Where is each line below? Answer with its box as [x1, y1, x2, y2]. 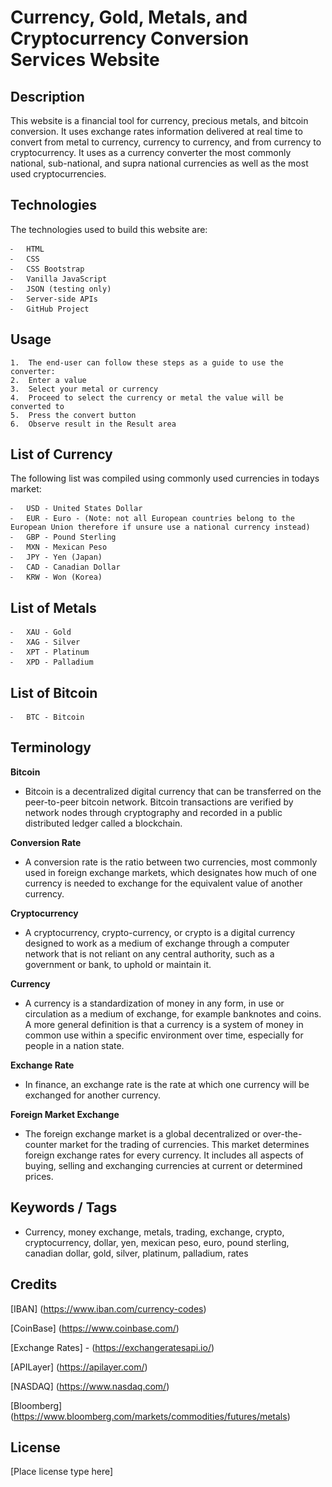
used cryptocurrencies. [10, 168, 107, 180]
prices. [24, 1170, 54, 1182]
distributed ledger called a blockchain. [24, 817, 183, 829]
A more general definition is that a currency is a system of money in [24, 1018, 304, 1030]
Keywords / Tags [10, 1199, 118, 1216]
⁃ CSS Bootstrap [10, 264, 85, 274]
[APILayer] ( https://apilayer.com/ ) [10, 1361, 148, 1373]
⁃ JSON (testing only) [10, 284, 112, 294]
